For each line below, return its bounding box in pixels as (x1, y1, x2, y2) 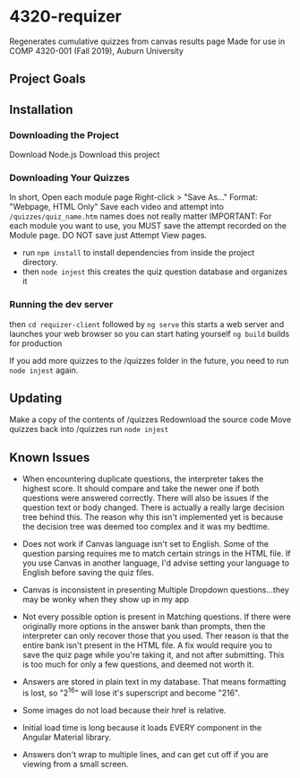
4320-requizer (9, 6, 123, 27)
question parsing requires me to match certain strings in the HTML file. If (21, 549, 291, 559)
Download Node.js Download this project (9, 150, 160, 160)
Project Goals (9, 72, 87, 87)
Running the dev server (9, 298, 114, 311)
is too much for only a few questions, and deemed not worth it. (21, 659, 254, 670)
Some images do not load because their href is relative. (21, 705, 227, 715)
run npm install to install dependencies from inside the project (21, 247, 255, 258)
